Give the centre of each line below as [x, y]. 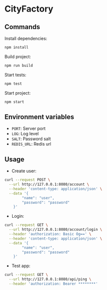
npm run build [19, 65]
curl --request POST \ [27, 180]
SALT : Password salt [31, 139]
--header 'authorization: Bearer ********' [53, 284]
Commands [23, 27]
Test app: [21, 266]
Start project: [18, 93]
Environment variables [39, 117]
